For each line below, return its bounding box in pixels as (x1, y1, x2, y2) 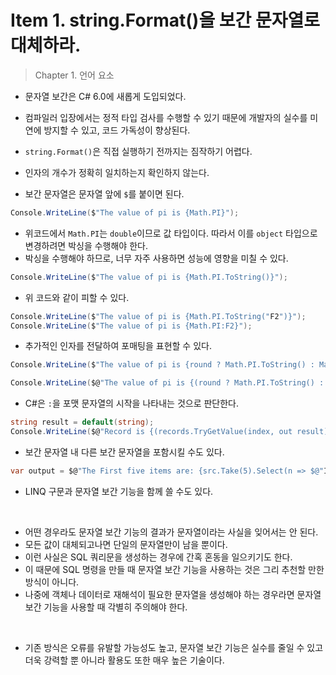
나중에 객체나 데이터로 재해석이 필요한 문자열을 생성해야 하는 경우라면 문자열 (24, 588, 322, 600)
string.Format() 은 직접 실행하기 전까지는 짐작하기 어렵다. (24, 145, 253, 157)
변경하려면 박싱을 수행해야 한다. (24, 239, 148, 251)
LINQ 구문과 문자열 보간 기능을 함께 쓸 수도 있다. (24, 485, 214, 497)
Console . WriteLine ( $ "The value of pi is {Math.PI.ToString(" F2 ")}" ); (10, 311, 307, 321)
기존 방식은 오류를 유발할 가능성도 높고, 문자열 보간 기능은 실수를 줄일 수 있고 (24, 641, 324, 653)
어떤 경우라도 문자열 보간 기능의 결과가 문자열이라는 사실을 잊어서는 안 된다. (24, 526, 319, 538)
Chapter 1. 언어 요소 (34, 69, 115, 81)
